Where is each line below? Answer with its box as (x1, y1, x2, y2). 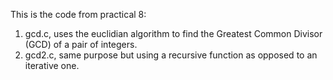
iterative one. (24, 60, 80, 71)
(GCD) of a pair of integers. (24, 39, 138, 50)
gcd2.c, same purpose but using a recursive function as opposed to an (24, 49, 318, 61)
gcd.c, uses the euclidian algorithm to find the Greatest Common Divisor (24, 28, 323, 39)
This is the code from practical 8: (10, 9, 147, 20)
